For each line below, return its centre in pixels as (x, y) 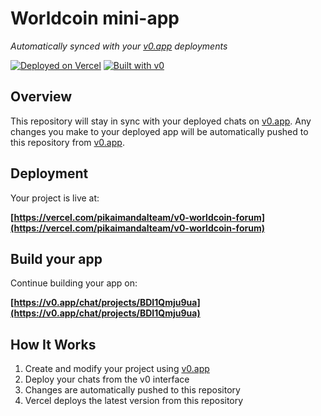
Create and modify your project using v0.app (117, 369)
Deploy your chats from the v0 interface (107, 379)
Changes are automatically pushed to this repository (132, 390)
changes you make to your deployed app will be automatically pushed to (159, 131)
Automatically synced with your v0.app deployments (119, 46)
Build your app (56, 258)
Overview (41, 97)
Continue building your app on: (74, 283)
